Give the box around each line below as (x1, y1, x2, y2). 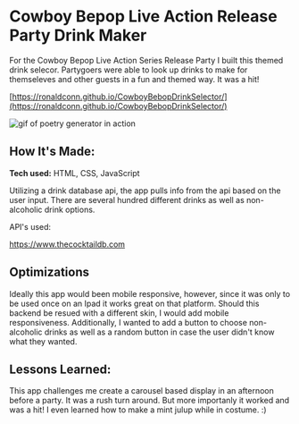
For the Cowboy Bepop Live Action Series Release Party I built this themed (9, 55, 284, 65)
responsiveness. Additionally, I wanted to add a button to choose (9, 317, 248, 327)
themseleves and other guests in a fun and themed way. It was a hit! (9, 73, 260, 84)
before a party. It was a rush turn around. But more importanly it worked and (9, 395, 290, 406)
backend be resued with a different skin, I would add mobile (9, 307, 229, 318)
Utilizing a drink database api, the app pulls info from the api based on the (9, 185, 281, 196)
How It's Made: (9, 144, 96, 159)
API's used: (9, 221, 52, 232)
